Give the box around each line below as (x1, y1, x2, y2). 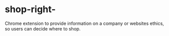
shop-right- (5, 4, 56, 15)
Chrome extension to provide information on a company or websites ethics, (5, 20, 164, 26)
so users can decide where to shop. (5, 25, 81, 31)
